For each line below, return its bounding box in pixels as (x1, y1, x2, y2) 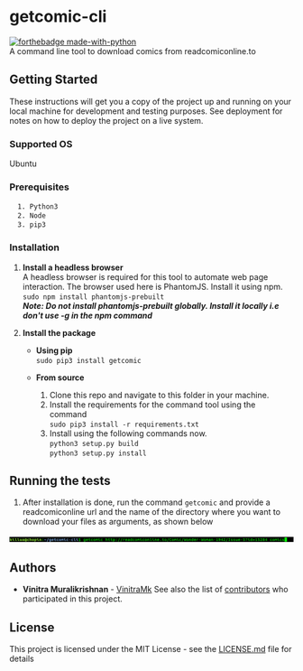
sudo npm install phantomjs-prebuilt (22, 292, 165, 302)
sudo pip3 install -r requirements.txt (49, 420, 200, 429)
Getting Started (9, 72, 98, 88)
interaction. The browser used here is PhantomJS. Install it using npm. (22, 281, 283, 292)
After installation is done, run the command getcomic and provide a (22, 497, 271, 508)
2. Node (17, 211, 47, 220)
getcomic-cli (9, 6, 107, 27)
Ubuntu (9, 158, 38, 169)
